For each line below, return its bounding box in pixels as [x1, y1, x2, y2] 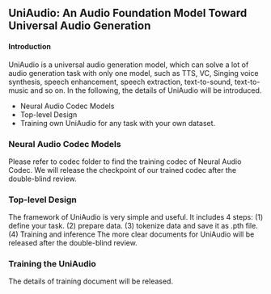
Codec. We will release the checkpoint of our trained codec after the [8, 165, 237, 174]
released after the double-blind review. [8, 238, 138, 248]
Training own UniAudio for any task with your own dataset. [19, 118, 216, 128]
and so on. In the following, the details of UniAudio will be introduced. [30, 85, 262, 95]
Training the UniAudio [8, 258, 96, 270]
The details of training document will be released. [8, 276, 174, 286]
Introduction [8, 41, 51, 51]
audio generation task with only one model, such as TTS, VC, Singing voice [8, 68, 259, 78]
